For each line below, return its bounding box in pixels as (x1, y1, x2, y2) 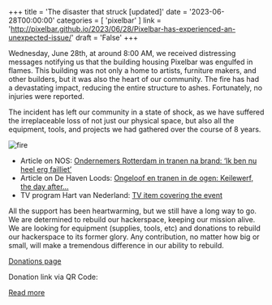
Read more (8, 288, 45, 297)
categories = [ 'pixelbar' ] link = (56, 15, 162, 25)
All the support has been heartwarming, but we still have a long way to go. (8, 206, 257, 216)
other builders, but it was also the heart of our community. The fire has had (8, 75, 260, 84)
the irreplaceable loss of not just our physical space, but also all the (8, 116, 235, 125)
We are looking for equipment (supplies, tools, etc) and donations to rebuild (8, 223, 261, 233)
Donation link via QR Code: (8, 272, 98, 281)
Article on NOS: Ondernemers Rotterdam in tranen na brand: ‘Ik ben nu (19, 156, 257, 165)
